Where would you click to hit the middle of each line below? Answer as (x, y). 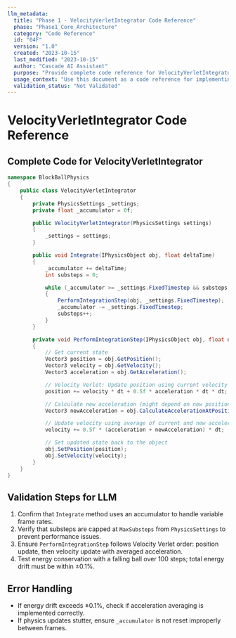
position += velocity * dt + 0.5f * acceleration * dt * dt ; (136, 391)
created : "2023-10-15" (47, 53)
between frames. (42, 628)
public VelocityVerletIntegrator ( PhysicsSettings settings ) (122, 223)
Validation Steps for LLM (62, 497)
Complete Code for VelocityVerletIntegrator (105, 161)
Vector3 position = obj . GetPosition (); (103, 359)
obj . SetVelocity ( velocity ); (86, 455)
